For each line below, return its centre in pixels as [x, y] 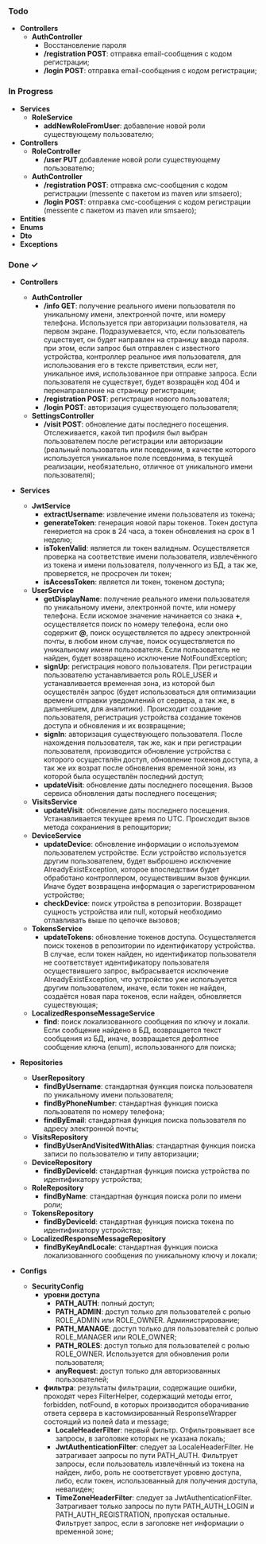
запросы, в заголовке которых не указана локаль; [141, 1438]
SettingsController [63, 415]
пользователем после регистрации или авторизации [133, 441]
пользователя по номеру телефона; [104, 1111]
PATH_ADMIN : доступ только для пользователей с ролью [153, 1312]
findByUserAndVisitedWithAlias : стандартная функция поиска [149, 1145]
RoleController [56, 151]
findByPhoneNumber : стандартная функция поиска [131, 1103]
